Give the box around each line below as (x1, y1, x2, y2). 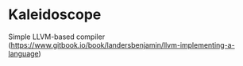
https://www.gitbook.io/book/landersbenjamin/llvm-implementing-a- (10, 40, 236, 49)
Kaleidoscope (8, 6, 102, 24)
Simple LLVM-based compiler (8, 32, 106, 41)
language (8, 49, 39, 58)
